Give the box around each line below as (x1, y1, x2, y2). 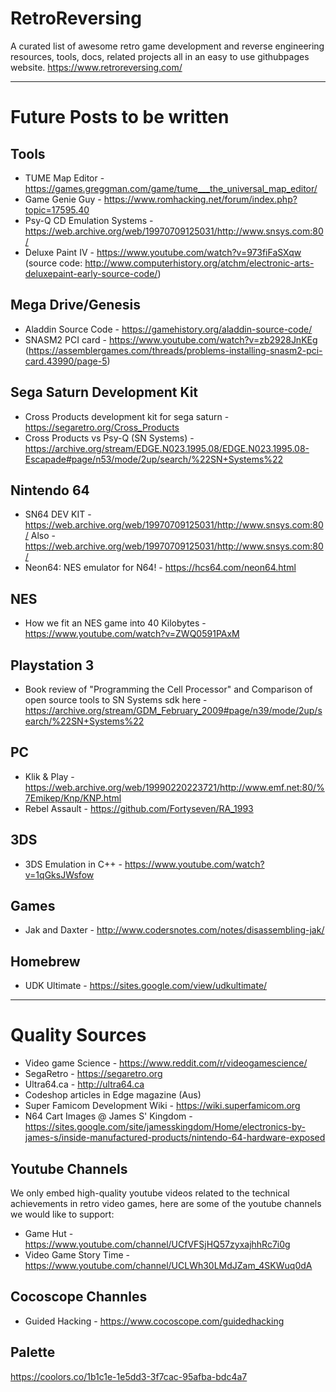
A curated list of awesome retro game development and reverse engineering (10, 40, 325, 52)
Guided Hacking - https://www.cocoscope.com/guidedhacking (24, 1315, 285, 1327)
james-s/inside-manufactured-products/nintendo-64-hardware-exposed (24, 1132, 326, 1144)
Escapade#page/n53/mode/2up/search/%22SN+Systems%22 (24, 453, 284, 465)
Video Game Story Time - (24, 1249, 130, 1261)
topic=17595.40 (24, 203, 90, 216)
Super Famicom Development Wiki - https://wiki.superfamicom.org (24, 1100, 301, 1112)
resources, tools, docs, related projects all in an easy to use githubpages (10, 50, 310, 62)
